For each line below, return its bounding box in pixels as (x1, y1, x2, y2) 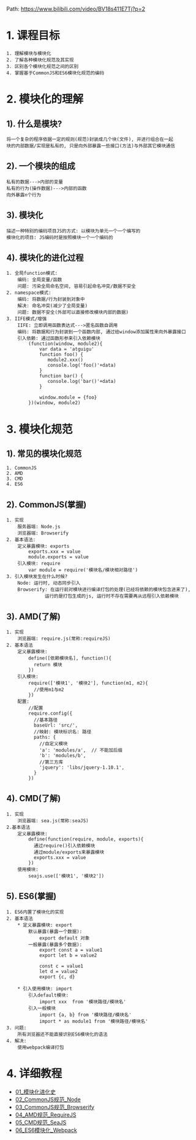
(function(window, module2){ (28, 341, 103, 347)
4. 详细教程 (6, 1066, 62, 1080)
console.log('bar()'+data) (47, 379, 116, 385)
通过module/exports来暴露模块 (33, 849, 105, 855)
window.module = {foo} (39, 395, 97, 401)
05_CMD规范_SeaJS (15, 1119, 67, 1126)
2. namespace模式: (6, 290, 51, 296)
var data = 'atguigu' (39, 346, 95, 352)
